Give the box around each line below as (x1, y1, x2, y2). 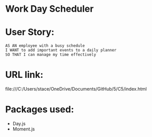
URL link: (5, 69, 44, 80)
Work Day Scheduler (5, 3, 94, 15)
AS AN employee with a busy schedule (5, 43, 85, 48)
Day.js (12, 121, 26, 126)
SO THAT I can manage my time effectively (5, 52, 96, 58)
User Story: (5, 26, 55, 38)
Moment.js (12, 126, 35, 132)
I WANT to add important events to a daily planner (5, 48, 117, 53)
